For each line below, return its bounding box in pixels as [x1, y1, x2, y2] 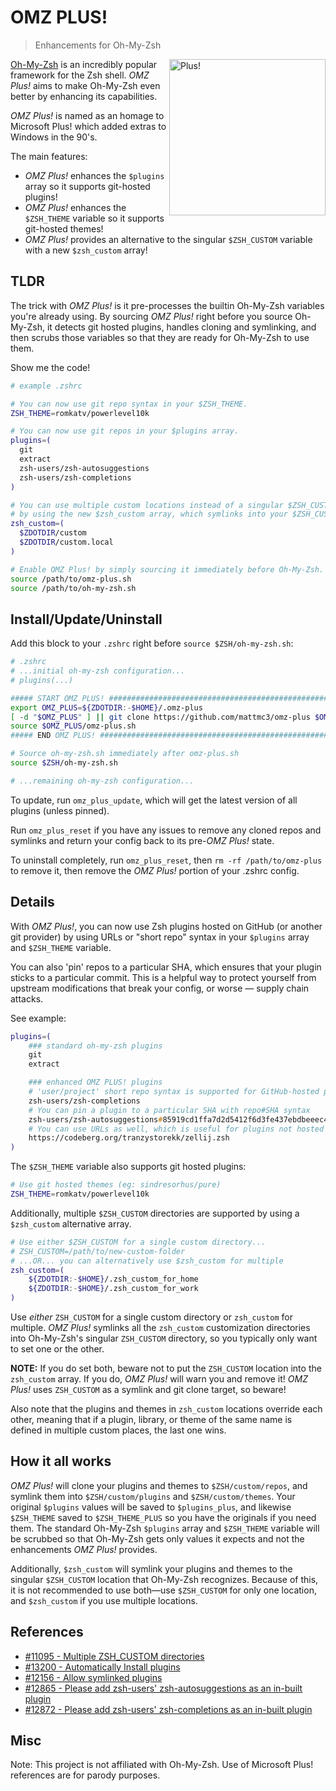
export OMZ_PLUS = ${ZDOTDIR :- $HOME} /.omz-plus [10, 702, 203, 713]
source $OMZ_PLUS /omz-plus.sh [10, 721, 137, 731]
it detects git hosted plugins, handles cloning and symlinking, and [46, 321, 317, 333]
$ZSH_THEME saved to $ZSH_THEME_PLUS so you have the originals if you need [10, 1511, 317, 1523]
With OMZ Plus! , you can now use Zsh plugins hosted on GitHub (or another [10, 920, 323, 932]
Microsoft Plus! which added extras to [10, 120, 167, 132]
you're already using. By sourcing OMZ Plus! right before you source [10, 310, 293, 322]
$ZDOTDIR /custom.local [19, 537, 114, 547]
